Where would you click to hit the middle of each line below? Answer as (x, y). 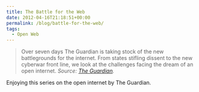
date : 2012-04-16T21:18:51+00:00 (48, 18)
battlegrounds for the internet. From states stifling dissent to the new (107, 58)
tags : (13, 29)
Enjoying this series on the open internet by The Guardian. (79, 83)
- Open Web (25, 34)
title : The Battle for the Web (46, 12)
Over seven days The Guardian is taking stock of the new (93, 51)
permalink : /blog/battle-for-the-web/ (55, 23)
